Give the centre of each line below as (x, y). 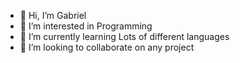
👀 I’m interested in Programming (86, 26)
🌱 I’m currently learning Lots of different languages (124, 36)
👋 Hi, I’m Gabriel (53, 15)
